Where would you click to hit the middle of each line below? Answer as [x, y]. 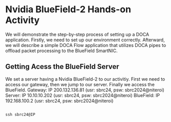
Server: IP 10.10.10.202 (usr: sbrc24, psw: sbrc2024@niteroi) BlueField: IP [83, 95]
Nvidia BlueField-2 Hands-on [68, 9]
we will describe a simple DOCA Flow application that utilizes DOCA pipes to [86, 45]
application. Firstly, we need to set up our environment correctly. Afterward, [85, 40]
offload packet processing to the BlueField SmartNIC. [61, 51]
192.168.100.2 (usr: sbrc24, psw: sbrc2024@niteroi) [59, 101]
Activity [23, 20]
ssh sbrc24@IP [20, 114]
